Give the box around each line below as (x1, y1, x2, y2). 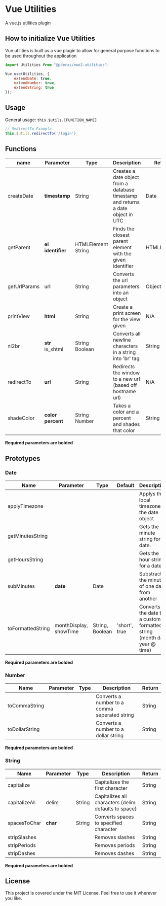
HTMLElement (75, 241, 108, 248)
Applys (139, 490, 156, 497)
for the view (113, 316, 141, 323)
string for (139, 536, 161, 543)
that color (113, 427, 135, 434)
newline (113, 337, 131, 344)
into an (113, 289, 129, 296)
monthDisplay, (54, 622, 88, 629)
